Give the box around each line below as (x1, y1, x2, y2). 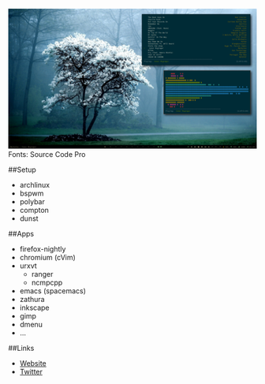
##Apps (8, 229, 34, 238)
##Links (8, 343, 35, 352)
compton (19, 205, 50, 214)
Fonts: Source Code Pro (8, 149, 86, 158)
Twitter (19, 367, 43, 376)
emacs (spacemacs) (19, 285, 87, 296)
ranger (31, 269, 54, 278)
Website (19, 358, 47, 367)
